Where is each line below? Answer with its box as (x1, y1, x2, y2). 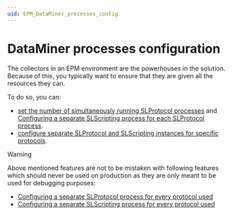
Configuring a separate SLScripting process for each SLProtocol (17, 113, 204, 122)
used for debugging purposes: (7, 178, 96, 187)
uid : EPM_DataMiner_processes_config (7, 10, 118, 18)
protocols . (17, 136, 47, 145)
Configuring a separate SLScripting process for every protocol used (17, 199, 215, 208)
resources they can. (7, 79, 66, 87)
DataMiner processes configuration (7, 40, 221, 56)
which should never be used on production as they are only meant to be (7, 171, 216, 180)
